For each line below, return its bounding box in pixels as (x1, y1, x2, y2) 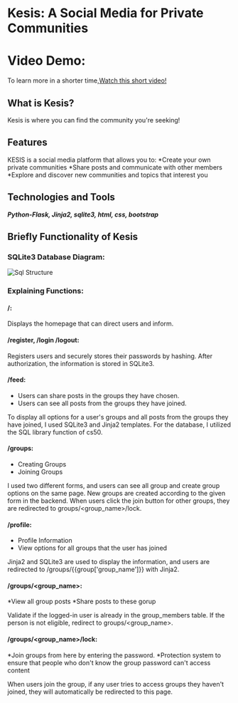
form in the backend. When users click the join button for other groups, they (7, 496, 230, 505)
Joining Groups (17, 467, 63, 476)
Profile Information (17, 536, 72, 545)
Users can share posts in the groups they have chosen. (17, 391, 180, 400)
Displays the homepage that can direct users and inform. (7, 319, 174, 328)
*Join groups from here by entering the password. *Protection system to (7, 650, 222, 660)
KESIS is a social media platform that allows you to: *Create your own (7, 155, 211, 164)
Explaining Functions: (7, 286, 84, 296)
